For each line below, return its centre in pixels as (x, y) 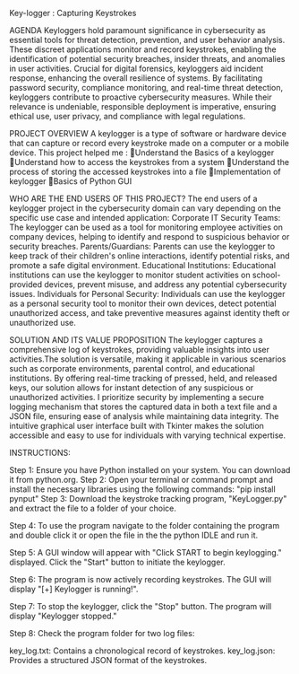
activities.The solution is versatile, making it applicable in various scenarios (148, 359)
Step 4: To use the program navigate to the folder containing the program (145, 525)
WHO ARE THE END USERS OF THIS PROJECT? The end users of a (133, 198)
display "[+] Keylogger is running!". (74, 589)
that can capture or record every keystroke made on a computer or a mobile (149, 143)
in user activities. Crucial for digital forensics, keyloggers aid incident (137, 68)
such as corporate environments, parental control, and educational (132, 368)
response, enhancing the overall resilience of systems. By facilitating (136, 78)
